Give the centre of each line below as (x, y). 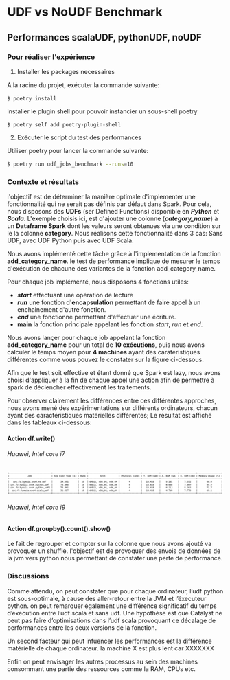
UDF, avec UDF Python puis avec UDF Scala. (70, 240)
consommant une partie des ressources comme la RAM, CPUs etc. (101, 669)
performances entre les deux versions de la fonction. (82, 627)
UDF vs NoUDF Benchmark (85, 12)
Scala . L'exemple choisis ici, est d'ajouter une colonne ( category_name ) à (113, 219)
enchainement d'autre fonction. (61, 310)
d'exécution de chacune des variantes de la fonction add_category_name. (112, 269)
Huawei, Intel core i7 (36, 454)
